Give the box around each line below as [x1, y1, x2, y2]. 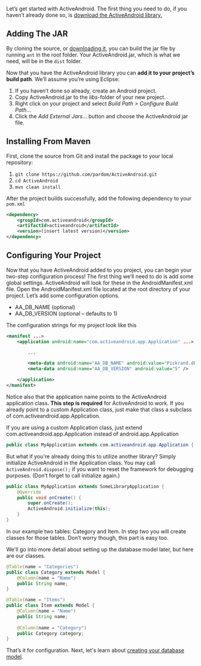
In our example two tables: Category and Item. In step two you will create [6, 527, 187, 535]
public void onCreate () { [17, 494, 82, 500]
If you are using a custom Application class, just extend [6, 424, 142, 431]
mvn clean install [14, 184, 61, 190]
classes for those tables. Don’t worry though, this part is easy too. [6, 534, 169, 541]
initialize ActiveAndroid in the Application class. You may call [6, 459, 156, 466]
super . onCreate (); [28, 500, 74, 506]
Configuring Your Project [6, 250, 102, 260]
